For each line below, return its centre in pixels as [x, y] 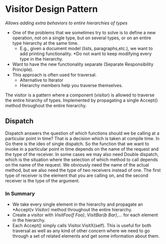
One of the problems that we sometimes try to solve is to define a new [84, 32]
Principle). [23, 69]
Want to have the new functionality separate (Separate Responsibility [83, 64]
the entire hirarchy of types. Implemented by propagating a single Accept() [82, 100]
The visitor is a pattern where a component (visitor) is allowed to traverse [80, 95]
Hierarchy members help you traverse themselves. [71, 85]
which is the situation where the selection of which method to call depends [82, 160]
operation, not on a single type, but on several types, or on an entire [82, 38]
